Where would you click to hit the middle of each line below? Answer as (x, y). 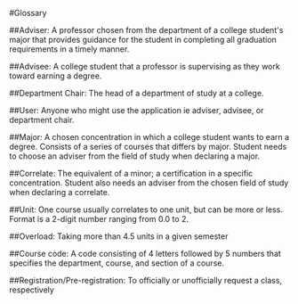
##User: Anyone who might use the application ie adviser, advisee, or (137, 110)
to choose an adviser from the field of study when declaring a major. (135, 156)
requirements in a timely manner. (69, 49)
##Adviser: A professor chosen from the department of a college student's (146, 30)
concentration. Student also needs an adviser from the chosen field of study (149, 183)
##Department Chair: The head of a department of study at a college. (137, 93)
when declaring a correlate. (60, 192)
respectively (32, 290)
